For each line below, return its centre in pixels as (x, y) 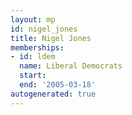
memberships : (37, 47)
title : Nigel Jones (51, 38)
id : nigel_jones (44, 29)
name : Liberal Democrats (71, 66)
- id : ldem (33, 57)
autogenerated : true (53, 94)
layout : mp (33, 19)
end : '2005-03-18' (58, 85)
